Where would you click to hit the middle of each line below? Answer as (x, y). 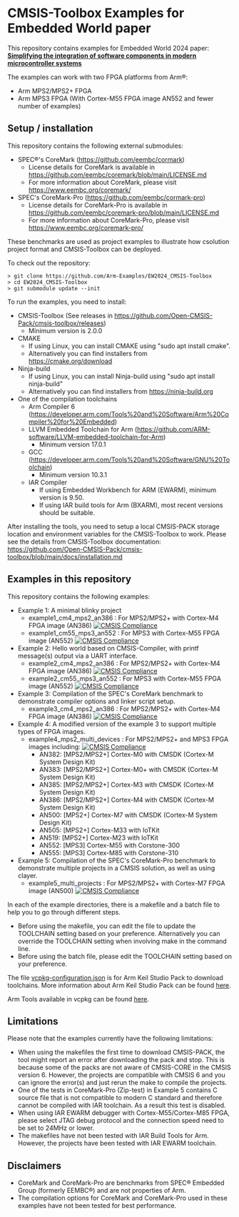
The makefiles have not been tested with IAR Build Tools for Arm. (113, 1136)
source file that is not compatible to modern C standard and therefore (120, 1098)
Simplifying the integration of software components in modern (102, 56)
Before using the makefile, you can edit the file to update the (107, 926)
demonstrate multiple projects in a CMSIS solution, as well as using (116, 867)
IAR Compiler (48, 482)
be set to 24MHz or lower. (56, 1128)
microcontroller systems (45, 63)
